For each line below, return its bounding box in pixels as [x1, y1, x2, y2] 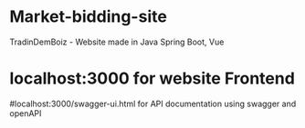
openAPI [9, 107, 42, 119]
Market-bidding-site [9, 6, 167, 27]
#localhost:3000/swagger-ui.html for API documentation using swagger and [9, 98, 297, 109]
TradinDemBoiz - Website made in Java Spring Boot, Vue [9, 36, 225, 47]
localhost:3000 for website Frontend [9, 68, 295, 89]
